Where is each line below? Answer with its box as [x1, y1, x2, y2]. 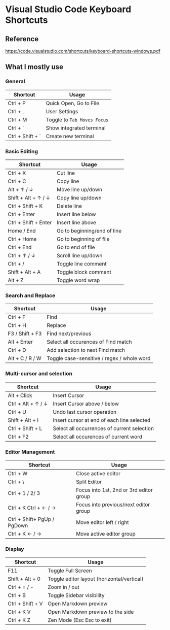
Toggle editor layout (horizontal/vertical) [48, 575, 144, 582]
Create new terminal [46, 132, 94, 140]
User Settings [46, 108, 78, 115]
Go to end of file [56, 244, 95, 251]
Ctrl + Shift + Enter [8, 219, 52, 226]
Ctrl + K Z [8, 617, 31, 624]
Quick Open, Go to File [46, 100, 100, 107]
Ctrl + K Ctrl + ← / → [8, 504, 57, 511]
